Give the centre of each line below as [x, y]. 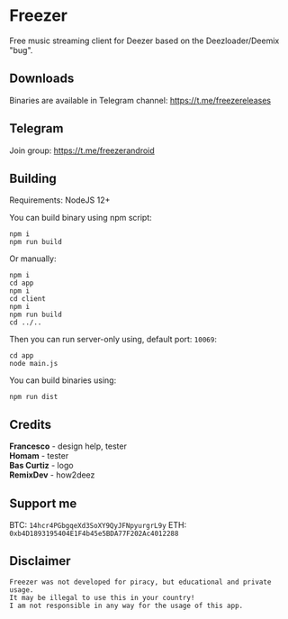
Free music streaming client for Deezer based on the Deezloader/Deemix [144, 41]
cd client [28, 299]
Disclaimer [40, 561]
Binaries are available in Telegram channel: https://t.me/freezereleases [140, 100]
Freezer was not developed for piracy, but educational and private [140, 582]
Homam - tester [39, 456]
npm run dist [34, 397]
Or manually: [33, 259]
